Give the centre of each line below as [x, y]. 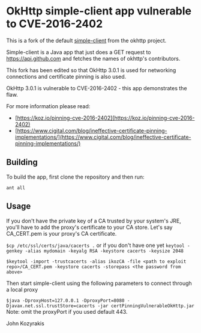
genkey [14, 251]
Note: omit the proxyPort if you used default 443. [67, 311]
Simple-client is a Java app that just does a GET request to [79, 52]
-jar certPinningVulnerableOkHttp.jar [146, 306]
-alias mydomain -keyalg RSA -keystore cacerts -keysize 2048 [104, 251]
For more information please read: [48, 106]
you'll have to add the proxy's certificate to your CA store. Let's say [89, 227]
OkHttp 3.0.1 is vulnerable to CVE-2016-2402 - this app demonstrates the [97, 88]
